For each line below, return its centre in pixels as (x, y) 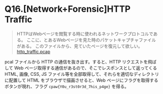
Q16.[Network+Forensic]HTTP (68, 9)
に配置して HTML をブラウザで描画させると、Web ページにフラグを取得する (81, 80)
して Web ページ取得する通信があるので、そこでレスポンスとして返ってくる (81, 68)
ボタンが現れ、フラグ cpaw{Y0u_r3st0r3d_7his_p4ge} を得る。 (67, 86)
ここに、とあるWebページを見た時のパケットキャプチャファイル (91, 40)
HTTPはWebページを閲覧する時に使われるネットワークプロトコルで (85, 33)
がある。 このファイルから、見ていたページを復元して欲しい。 (80, 46)
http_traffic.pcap (33, 51)
